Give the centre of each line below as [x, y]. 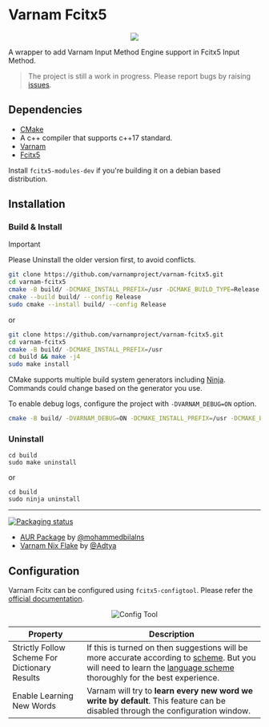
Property [46, 634]
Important [24, 244]
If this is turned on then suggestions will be [167, 648]
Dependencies [45, 110]
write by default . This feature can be [156, 701]
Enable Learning [43, 696]
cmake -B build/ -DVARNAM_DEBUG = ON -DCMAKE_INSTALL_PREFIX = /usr [118, 419]
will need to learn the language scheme [161, 668]
